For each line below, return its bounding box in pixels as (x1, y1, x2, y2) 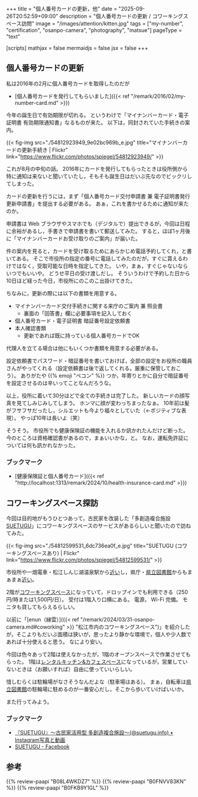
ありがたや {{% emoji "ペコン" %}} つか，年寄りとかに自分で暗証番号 (20, 372, 189, 379)
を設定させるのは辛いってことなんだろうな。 (6, 379, 115, 387)
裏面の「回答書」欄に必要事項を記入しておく (23, 310, 132, 317)
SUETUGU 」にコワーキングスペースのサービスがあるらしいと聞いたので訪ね (6, 522, 191, 529)
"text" (6, 33, 21, 40)
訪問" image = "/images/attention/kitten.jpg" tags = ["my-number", (21, 20, 184, 27)
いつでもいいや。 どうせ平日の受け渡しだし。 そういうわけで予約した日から (6, 269, 190, 277)
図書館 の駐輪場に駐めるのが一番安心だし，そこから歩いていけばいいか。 (11, 686, 187, 693)
